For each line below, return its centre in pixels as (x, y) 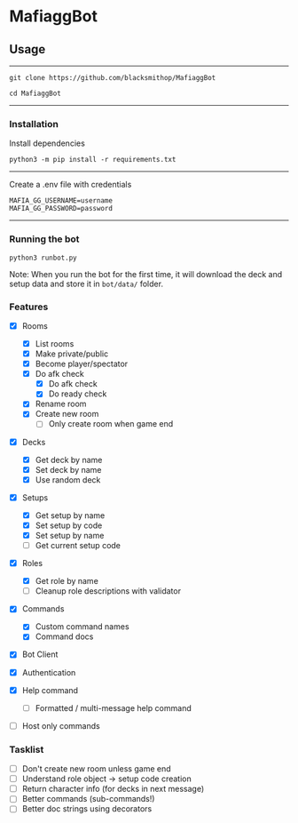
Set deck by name (68, 469)
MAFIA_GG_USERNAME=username (61, 201)
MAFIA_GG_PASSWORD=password (61, 209)
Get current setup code (78, 546)
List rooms (55, 343)
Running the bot (44, 239)
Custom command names (82, 627)
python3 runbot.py (43, 258)
